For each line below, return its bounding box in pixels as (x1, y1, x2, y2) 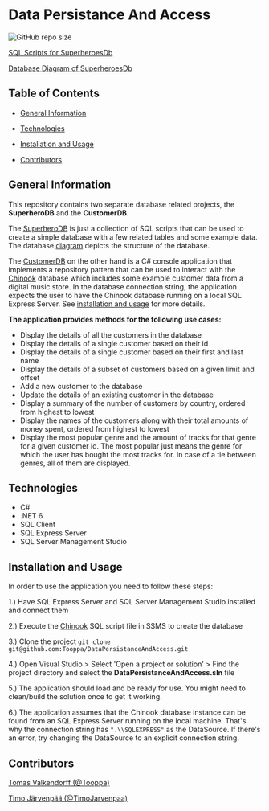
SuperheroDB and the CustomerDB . (8, 207, 129, 218)
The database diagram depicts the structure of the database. (8, 240, 210, 250)
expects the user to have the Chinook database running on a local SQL (8, 290, 243, 300)
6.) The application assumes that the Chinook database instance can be (8, 707, 247, 717)
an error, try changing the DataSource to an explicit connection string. (8, 733, 239, 743)
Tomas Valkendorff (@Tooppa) (8, 778, 110, 787)
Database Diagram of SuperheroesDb (8, 63, 132, 73)
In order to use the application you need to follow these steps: (8, 581, 214, 592)
